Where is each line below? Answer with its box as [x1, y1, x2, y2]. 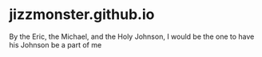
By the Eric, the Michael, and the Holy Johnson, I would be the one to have [9, 32, 255, 41]
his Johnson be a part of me [9, 40, 102, 49]
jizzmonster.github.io [9, 6, 155, 24]
